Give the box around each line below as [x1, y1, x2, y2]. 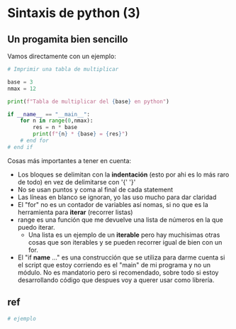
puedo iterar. [17, 223, 55, 231]
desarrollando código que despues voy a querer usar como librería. [17, 275, 215, 284]
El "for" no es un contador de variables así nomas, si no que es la [17, 200, 209, 208]
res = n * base [33, 124, 78, 131]
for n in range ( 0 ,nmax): [20, 117, 94, 125]
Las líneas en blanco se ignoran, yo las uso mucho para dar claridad [17, 193, 217, 201]
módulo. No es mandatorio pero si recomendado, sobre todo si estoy [17, 268, 219, 277]
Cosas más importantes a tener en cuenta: [7, 156, 132, 164]
